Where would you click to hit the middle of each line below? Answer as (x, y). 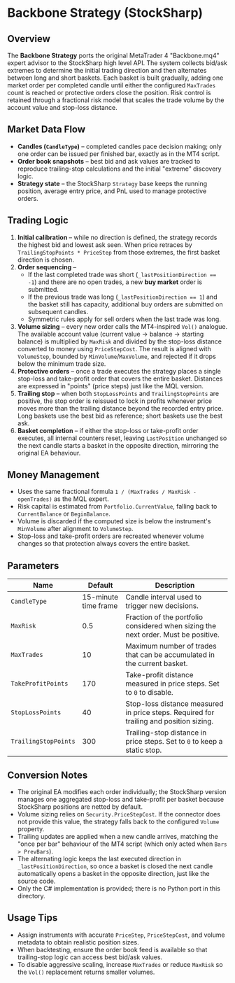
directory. (31, 896)
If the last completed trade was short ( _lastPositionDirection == (122, 274)
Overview (29, 39)
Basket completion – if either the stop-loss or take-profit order (108, 430)
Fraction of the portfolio (164, 617)
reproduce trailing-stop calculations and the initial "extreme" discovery (119, 169)
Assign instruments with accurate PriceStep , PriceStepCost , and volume (121, 935)
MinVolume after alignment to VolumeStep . (75, 529)
